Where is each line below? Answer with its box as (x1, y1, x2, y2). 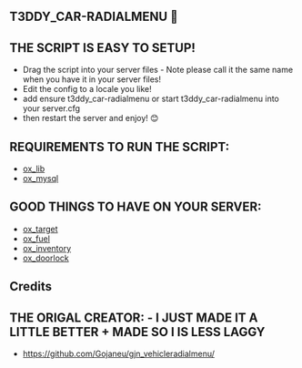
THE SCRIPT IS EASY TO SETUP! (9, 40, 196, 56)
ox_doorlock (22, 252, 70, 263)
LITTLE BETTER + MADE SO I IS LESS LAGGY (9, 324, 266, 340)
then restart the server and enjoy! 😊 (22, 113, 159, 124)
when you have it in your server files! (22, 74, 162, 85)
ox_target (22, 223, 58, 234)
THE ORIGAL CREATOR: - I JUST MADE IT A (9, 310, 258, 325)
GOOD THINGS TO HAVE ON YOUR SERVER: (9, 199, 262, 215)
